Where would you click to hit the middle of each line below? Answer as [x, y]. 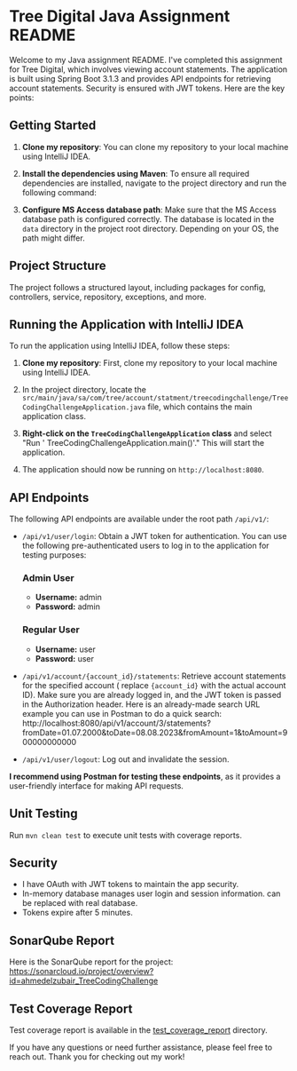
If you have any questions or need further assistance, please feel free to [141, 1047]
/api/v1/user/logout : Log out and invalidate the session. [125, 759]
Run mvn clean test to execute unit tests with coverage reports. [125, 835]
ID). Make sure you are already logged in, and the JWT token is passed [152, 694]
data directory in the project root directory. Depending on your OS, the [150, 228]
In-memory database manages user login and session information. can [151, 893]
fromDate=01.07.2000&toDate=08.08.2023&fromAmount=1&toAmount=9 [155, 732]
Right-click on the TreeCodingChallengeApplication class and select [147, 433]
